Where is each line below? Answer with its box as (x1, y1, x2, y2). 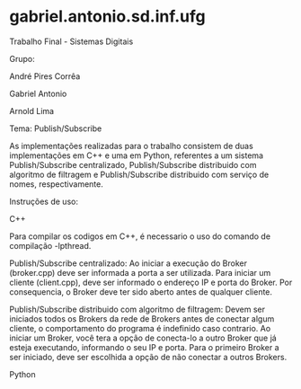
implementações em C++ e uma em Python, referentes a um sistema (9, 150, 263, 161)
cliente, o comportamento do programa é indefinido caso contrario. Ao (9, 323, 271, 333)
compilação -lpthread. (9, 240, 92, 251)
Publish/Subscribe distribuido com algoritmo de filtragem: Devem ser (9, 304, 265, 314)
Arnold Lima (9, 105, 55, 116)
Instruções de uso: (9, 196, 79, 207)
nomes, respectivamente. (9, 178, 103, 190)
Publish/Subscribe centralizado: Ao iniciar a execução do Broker (9, 258, 247, 269)
